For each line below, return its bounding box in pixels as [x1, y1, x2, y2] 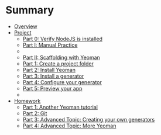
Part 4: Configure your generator [22, 78, 102, 85]
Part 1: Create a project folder [22, 60, 94, 67]
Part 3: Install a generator [22, 72, 84, 79]
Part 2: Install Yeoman [22, 66, 76, 73]
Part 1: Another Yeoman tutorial [22, 103, 98, 110]
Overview [13, 23, 37, 30]
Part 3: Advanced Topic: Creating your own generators [22, 116, 155, 123]
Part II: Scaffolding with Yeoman [22, 54, 100, 61]
